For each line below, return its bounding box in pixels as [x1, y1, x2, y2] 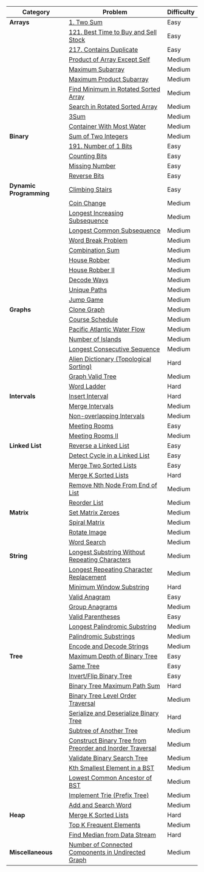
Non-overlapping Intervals [69, 412, 145, 420]
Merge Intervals [69, 402, 114, 410]
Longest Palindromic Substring [69, 623, 157, 631]
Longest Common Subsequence [69, 226, 161, 235]
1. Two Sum [69, 18, 103, 26]
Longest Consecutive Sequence [69, 345, 160, 353]
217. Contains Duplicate [69, 46, 138, 54]
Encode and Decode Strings [69, 642, 149, 650]
